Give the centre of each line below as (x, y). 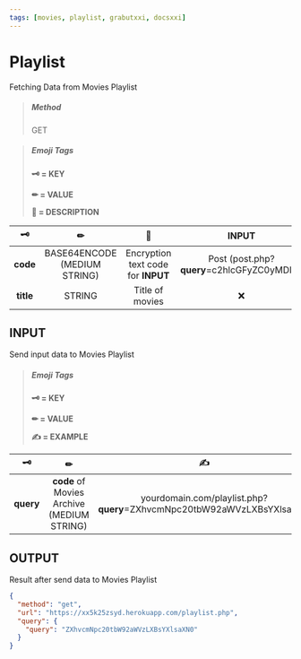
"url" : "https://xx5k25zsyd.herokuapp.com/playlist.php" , (128, 612)
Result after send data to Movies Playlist (83, 580)
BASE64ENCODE (81, 253)
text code (148, 264)
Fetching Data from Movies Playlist (73, 87)
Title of (149, 290)
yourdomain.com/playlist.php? (204, 499)
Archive (69, 504)
